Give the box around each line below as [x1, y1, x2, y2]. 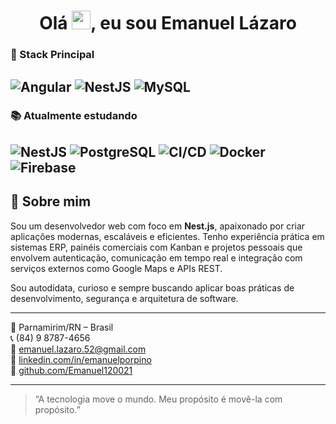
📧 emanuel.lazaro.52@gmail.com [10, 343, 147, 355]
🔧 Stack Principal [10, 48, 95, 62]
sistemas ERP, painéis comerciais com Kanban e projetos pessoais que [10, 241, 303, 253]
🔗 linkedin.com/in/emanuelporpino [10, 353, 152, 365]
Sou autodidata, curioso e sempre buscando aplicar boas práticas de [10, 281, 295, 294]
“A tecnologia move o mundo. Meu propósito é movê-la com [34, 393, 283, 405]
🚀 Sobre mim [10, 193, 92, 210]
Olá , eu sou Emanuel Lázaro [39, 12, 297, 35]
